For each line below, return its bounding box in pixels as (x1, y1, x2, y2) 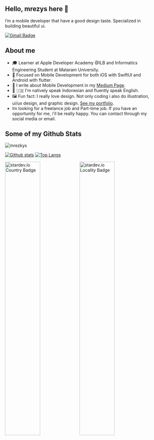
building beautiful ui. (5, 23, 46, 29)
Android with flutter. (12, 77, 52, 83)
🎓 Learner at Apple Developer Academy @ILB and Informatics (12, 59, 138, 66)
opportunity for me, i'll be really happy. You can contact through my (12, 110, 147, 116)
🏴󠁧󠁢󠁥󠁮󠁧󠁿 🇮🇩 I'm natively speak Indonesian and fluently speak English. (12, 87, 139, 93)
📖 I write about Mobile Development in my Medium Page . (12, 82, 126, 88)
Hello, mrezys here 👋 (5, 5, 69, 13)
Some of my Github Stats (5, 130, 82, 138)
